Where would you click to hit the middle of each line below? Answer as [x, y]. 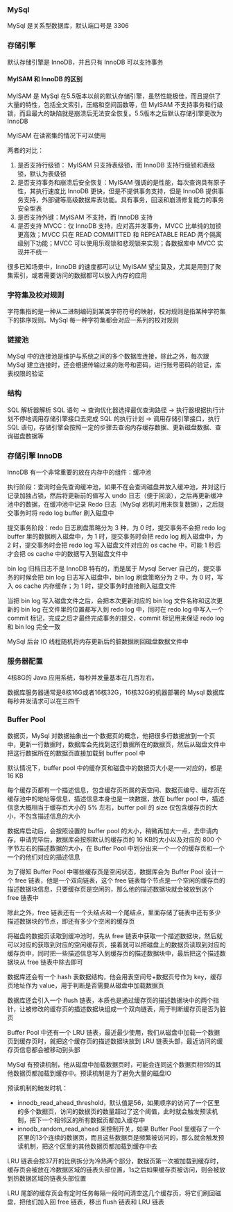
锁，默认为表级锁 [42, 173]
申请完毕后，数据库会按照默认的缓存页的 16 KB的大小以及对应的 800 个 [121, 840]
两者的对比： [25, 150]
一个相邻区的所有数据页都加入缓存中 [93, 1120]
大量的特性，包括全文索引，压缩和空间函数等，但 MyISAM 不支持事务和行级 [115, 104]
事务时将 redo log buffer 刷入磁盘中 [63, 513]
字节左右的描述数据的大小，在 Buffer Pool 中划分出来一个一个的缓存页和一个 [116, 848]
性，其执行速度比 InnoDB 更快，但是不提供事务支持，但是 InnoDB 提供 [118, 191]
